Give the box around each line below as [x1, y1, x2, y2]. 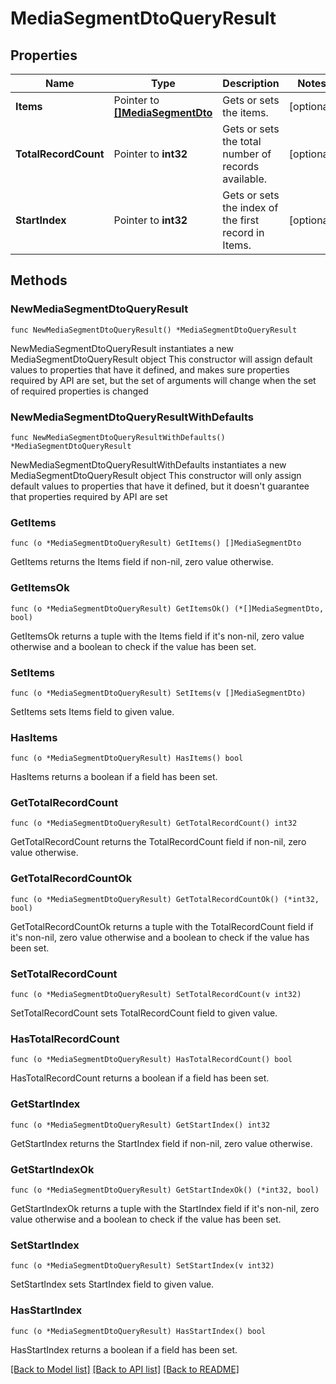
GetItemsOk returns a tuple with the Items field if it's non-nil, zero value [10, 630, 305, 642]
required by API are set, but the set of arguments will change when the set [10, 374, 317, 386]
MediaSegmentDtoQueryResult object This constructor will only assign [10, 469, 302, 481]
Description [222, 77, 280, 90]
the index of [222, 201, 279, 214]
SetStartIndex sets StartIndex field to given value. [10, 1278, 215, 1291]
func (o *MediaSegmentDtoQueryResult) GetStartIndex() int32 [10, 1120, 271, 1130]
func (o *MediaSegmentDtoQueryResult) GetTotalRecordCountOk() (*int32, [10, 894, 320, 904]
